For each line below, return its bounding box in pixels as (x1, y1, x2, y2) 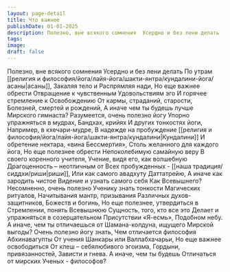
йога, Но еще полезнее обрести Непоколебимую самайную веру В (7, 147, 205, 155)
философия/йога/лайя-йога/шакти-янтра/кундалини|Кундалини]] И (7, 133, 205, 141)
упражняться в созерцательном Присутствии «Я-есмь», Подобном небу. (7, 213, 223, 221)
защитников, (7, 199, 45, 207)
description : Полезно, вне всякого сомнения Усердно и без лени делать (7, 29, 220, 36)
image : (7, 42, 26, 49)
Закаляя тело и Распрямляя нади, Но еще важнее (53, 82, 200, 90)
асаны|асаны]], (7, 82, 52, 90)
